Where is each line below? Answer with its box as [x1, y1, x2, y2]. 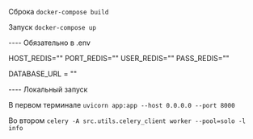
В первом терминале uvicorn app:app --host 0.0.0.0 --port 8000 [8, 100, 236, 109]
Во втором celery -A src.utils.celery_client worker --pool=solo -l [8, 116, 247, 125]
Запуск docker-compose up [8, 22, 97, 31]
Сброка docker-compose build [8, 7, 109, 16]
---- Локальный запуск [8, 84, 88, 94]
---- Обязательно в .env [8, 38, 91, 47]
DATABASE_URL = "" [8, 69, 78, 79]
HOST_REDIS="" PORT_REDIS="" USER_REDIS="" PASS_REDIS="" [8, 54, 230, 63]
